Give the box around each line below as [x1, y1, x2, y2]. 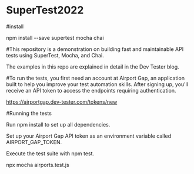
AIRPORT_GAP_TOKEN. [6, 138, 62, 145]
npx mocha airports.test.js [6, 161, 69, 168]
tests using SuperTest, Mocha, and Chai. [6, 52, 104, 59]
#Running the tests [6, 110, 52, 117]
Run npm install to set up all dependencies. [6, 121, 111, 128]
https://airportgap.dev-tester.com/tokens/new [6, 98, 118, 105]
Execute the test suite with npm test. [6, 150, 95, 157]
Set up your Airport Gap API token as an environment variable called [6, 132, 172, 139]
